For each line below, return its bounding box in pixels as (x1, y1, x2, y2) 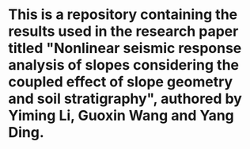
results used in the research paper (8, 22, 239, 40)
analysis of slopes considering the (8, 56, 240, 74)
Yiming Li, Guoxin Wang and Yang (8, 107, 235, 124)
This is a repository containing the (8, 6, 238, 24)
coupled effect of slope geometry (8, 73, 233, 91)
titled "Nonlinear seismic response (8, 40, 242, 57)
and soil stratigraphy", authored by (8, 90, 243, 108)
